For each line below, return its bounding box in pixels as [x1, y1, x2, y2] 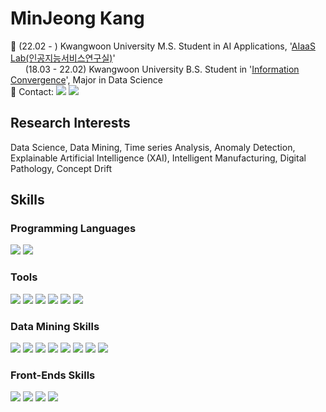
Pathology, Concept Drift [10, 162, 112, 174]
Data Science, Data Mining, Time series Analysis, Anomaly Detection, [10, 141, 296, 153]
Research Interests [10, 115, 131, 132]
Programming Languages [10, 222, 137, 236]
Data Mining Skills [10, 319, 100, 333]
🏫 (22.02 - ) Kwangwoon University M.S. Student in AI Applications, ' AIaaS [10, 40, 316, 52]
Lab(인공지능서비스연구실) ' [10, 52, 116, 64]
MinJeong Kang [10, 7, 145, 30]
